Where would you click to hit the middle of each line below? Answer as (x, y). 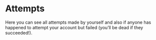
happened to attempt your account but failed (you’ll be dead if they (74, 27)
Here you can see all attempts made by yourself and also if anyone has (78, 22)
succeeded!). (19, 33)
